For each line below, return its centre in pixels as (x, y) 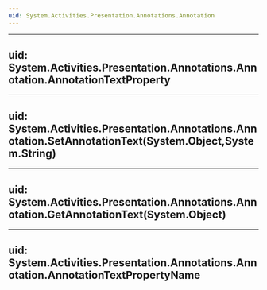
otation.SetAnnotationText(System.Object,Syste (131, 141)
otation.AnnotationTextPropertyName (104, 275)
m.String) (33, 153)
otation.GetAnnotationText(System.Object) (117, 214)
